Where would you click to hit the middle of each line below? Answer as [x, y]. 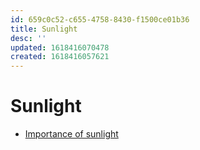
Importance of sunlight [71, 134]
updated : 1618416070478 [60, 47]
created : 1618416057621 [60, 57]
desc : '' [28, 38]
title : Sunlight [44, 29]
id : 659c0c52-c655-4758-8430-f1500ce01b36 [100, 19]
